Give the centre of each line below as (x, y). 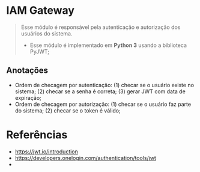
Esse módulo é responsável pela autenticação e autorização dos (101, 27)
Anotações (27, 71)
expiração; (28, 97)
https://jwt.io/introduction (46, 152)
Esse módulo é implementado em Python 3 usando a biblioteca (108, 45)
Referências (37, 134)
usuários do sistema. (47, 33)
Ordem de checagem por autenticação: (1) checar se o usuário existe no (104, 85)
